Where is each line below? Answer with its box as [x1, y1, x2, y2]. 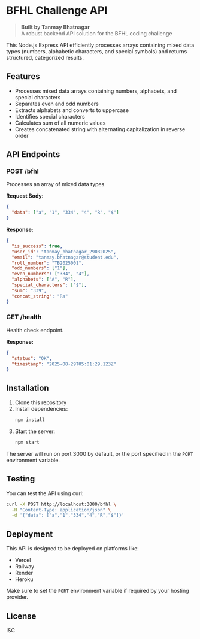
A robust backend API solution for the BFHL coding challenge [20, 29, 172, 37]
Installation [6, 383, 49, 393]
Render [14, 570, 34, 577]
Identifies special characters [14, 113, 85, 120]
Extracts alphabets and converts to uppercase [14, 106, 129, 114]
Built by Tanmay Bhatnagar [20, 23, 90, 31]
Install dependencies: [14, 405, 68, 413]
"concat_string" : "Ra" [11, 293, 68, 299]
